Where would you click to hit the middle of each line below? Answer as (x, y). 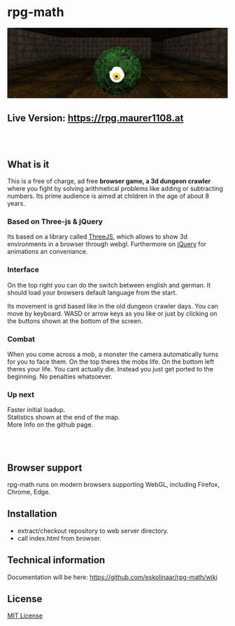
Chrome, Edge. (29, 492)
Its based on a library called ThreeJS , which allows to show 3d (97, 237)
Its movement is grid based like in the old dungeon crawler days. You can (113, 306)
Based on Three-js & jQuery (55, 221)
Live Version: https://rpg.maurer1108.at (95, 118)
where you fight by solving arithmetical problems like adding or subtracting (115, 188)
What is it (28, 164)
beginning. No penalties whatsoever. (60, 376)
